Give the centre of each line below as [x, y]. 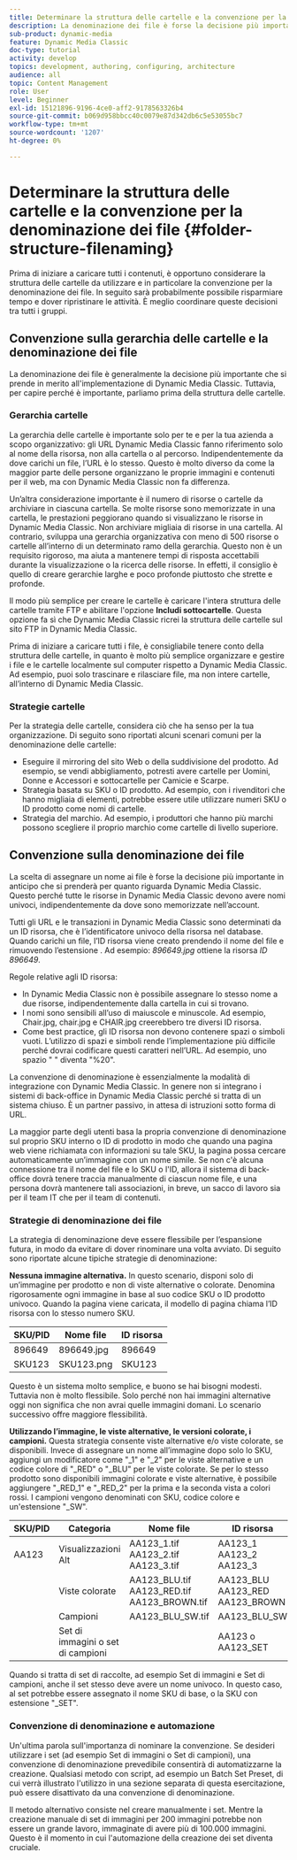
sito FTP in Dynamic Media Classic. [73, 628]
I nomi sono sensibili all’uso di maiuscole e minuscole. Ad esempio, [144, 1012]
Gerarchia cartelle [49, 415]
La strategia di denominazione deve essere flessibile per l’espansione [136, 1240]
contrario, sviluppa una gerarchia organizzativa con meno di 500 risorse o [144, 536]
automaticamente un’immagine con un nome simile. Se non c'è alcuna [136, 1159]
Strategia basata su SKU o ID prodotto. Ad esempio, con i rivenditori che [153, 790]
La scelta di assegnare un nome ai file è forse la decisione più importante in [147, 876]
